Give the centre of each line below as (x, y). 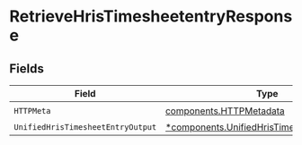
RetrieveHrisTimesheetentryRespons (151, 17)
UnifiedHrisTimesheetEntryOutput (85, 127)
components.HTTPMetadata (225, 111)
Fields (27, 68)
